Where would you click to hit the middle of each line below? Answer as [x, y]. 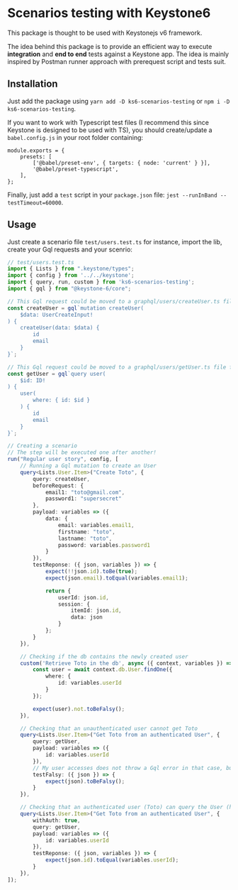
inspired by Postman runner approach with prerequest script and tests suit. [117, 61]
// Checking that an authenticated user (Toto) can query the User [121, 808]
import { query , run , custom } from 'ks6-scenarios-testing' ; [101, 282]
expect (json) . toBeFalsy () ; [85, 781]
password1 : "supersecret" [83, 499]
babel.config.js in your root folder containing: [75, 137]
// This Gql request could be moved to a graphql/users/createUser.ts [114, 301]
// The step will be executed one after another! [82, 452]
